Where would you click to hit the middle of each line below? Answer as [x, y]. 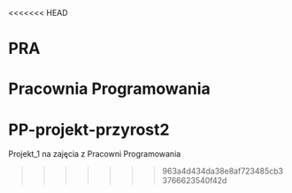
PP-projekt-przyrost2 [89, 130]
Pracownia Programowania [109, 89]
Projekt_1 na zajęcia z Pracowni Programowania [95, 154]
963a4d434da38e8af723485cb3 [223, 171]
